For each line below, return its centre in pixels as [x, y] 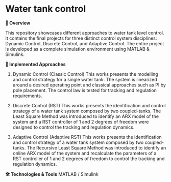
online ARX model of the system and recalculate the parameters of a [84, 153]
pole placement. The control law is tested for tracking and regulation [84, 90]
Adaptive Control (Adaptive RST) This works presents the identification [87, 137]
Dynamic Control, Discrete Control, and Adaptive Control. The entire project [85, 43]
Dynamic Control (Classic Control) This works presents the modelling [85, 74]
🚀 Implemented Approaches [35, 64]
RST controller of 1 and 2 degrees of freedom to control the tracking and [89, 159]
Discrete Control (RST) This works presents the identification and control [89, 105]
